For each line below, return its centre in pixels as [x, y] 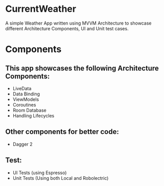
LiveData [22, 88]
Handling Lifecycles [33, 115]
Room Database [30, 110]
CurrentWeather [41, 9]
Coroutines [24, 105]
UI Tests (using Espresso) [40, 173]
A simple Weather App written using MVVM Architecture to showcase [78, 23]
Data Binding [26, 94]
